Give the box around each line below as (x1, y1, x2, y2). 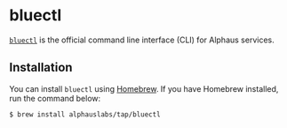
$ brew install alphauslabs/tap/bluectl (9, 109, 162, 119)
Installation (9, 60, 73, 75)
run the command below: (9, 93, 101, 103)
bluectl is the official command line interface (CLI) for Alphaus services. (9, 34, 275, 45)
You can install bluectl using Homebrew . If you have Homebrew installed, (9, 83, 279, 94)
